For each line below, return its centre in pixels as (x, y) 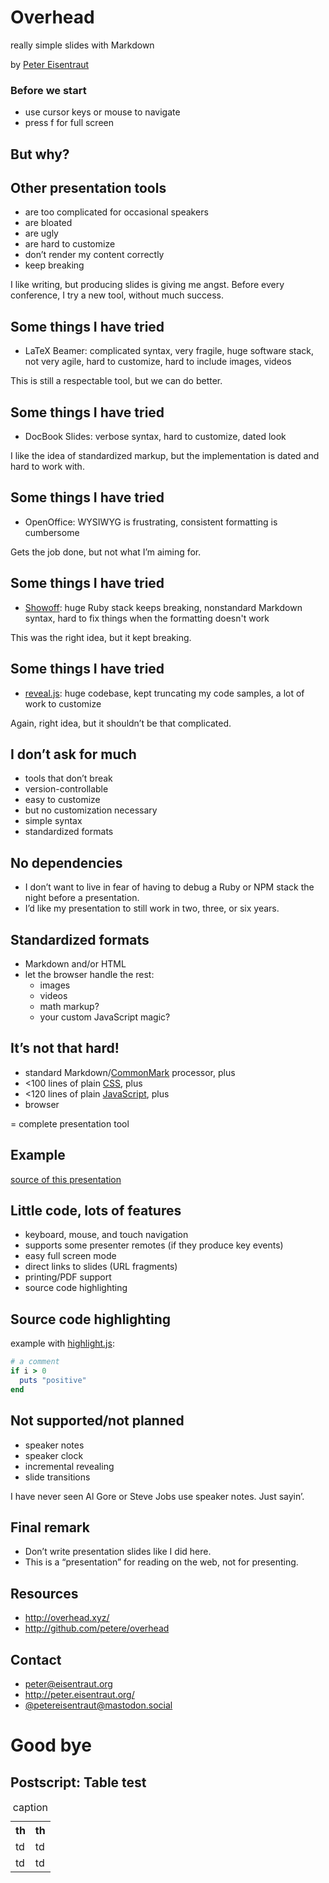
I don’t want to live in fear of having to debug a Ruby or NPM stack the (169, 887)
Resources (44, 1593)
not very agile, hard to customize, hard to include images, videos (158, 362)
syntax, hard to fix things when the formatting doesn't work (147, 618)
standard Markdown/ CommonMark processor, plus (130, 1072)
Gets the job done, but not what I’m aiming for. (106, 552)
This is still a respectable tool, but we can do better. (116, 381)
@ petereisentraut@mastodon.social (98, 1705)
